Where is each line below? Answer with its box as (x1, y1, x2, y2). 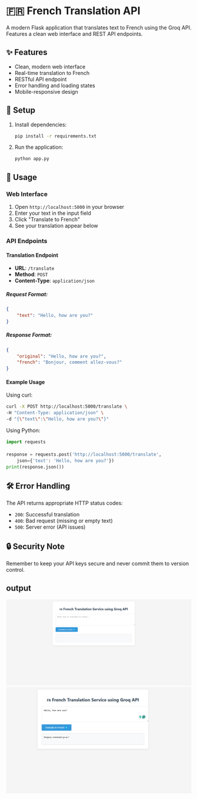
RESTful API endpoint (14, 76, 67, 83)
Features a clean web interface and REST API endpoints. (6, 30, 143, 37)
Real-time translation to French (14, 69, 90, 76)
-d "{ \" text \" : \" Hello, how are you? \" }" (6, 416, 109, 423)
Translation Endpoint (6, 251, 59, 258)
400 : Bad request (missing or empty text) (14, 518, 113, 525)
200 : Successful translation (14, 511, 80, 518)
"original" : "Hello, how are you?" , (16, 353, 107, 359)
